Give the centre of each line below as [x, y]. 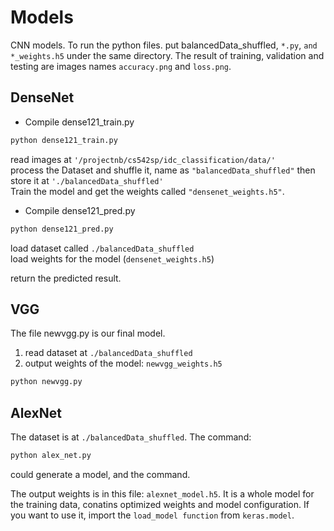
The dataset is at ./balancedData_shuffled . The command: [131, 437]
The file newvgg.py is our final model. [88, 333]
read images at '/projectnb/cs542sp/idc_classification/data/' [143, 159]
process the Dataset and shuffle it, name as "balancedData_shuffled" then [163, 170]
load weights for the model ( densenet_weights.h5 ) [112, 258]
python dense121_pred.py [62, 229]
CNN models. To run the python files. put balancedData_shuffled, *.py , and [164, 45]
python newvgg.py [46, 382]
